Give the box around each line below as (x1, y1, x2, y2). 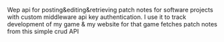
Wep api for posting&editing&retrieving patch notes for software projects (7, 6, 214, 14)
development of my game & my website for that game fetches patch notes (7, 20, 218, 28)
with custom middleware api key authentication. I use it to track (7, 13, 187, 21)
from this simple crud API (7, 27, 79, 35)
